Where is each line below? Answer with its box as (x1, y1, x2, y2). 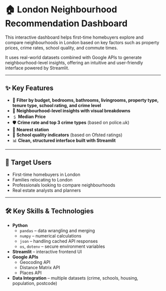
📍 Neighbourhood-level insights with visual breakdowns (12, 108, 131, 114)
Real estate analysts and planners (12, 187, 82, 193)
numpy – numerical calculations (19, 233, 82, 239)
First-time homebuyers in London (12, 172, 81, 177)
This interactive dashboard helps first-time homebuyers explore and (5, 34, 144, 40)
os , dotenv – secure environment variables (19, 243, 105, 249)
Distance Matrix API (19, 265, 60, 271)
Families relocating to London (12, 176, 73, 182)
